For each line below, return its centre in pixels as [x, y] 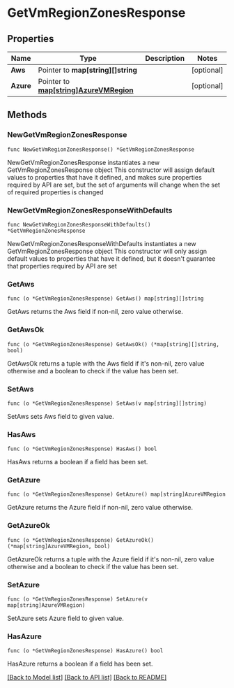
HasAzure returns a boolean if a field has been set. [80, 664]
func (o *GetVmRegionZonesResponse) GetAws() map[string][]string [106, 299]
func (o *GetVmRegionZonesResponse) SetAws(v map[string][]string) [107, 403]
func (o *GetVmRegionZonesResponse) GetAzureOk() [81, 540]
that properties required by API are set [62, 266]
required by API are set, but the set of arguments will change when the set [114, 185]
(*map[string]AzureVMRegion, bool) [59, 546]
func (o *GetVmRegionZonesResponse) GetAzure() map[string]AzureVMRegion [117, 494]
